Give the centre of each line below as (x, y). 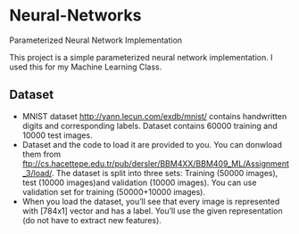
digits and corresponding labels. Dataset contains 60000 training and (150, 125)
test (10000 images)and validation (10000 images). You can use (139, 182)
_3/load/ (37, 173)
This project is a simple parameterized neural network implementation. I (141, 57)
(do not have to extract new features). (92, 220)
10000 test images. (57, 135)
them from (41, 154)
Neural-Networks (75, 16)
